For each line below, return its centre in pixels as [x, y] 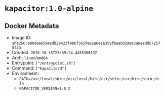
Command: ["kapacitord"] [39, 68]
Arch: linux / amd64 [30, 58]
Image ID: [21, 38]
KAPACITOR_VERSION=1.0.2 [45, 89]
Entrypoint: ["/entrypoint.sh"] [43, 63]
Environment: [25, 73]
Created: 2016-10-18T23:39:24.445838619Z [54, 52]
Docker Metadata [32, 26]
